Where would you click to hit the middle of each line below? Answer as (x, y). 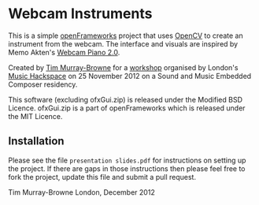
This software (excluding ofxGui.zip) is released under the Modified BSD (125, 99)
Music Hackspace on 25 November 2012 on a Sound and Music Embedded (130, 76)
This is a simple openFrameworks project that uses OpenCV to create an (126, 35)
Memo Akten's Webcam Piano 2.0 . (64, 52)
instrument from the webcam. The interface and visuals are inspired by (123, 43)
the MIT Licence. (35, 116)
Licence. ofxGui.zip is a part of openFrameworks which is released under (127, 108)
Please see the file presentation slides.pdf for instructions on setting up (127, 160)
